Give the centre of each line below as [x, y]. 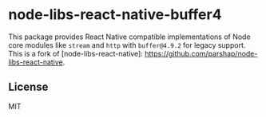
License [28, 87]
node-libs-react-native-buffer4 [115, 15]
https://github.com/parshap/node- [201, 53]
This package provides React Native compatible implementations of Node [129, 37]
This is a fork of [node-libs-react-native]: [76, 53]
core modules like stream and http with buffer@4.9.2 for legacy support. [127, 45]
